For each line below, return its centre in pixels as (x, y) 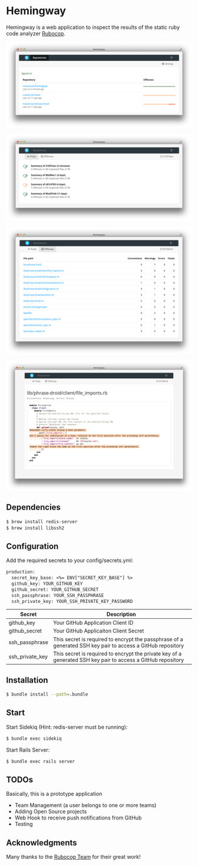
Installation (27, 680)
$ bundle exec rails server (41, 761)
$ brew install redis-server (42, 521)
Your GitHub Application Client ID (93, 623)
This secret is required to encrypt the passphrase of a (118, 639)
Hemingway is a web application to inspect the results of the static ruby (93, 27)
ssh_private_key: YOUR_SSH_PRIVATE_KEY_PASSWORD (72, 602)
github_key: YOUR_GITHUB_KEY (47, 584)
